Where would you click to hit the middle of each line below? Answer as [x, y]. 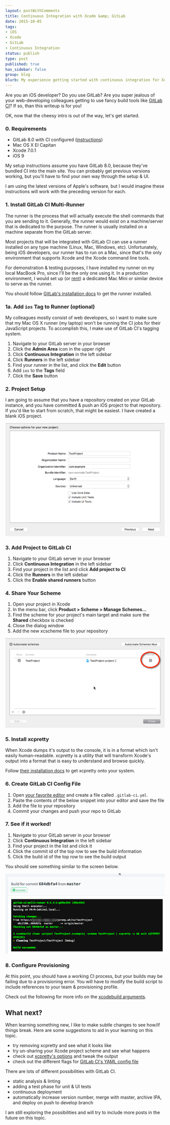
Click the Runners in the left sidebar [50, 575]
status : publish [22, 53]
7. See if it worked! [28, 824]
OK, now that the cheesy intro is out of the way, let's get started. [72, 116]
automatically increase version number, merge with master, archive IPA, [87, 1097]
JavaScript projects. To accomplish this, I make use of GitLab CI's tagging [82, 328]
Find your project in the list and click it [52, 846]
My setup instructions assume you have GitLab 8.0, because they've [76, 166]
